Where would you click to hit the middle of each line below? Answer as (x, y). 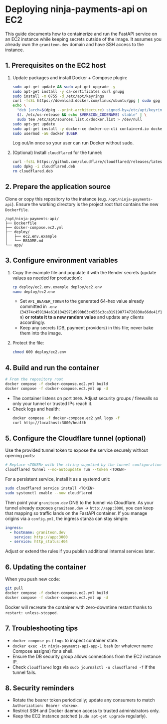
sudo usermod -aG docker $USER (45, 133)
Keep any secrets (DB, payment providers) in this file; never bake (86, 328)
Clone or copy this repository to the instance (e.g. (56, 199)
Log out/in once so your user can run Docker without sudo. (73, 143)
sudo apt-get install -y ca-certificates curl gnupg (68, 91)
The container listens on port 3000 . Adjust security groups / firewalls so (85, 398)
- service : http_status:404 (39, 542)
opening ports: (20, 456)
